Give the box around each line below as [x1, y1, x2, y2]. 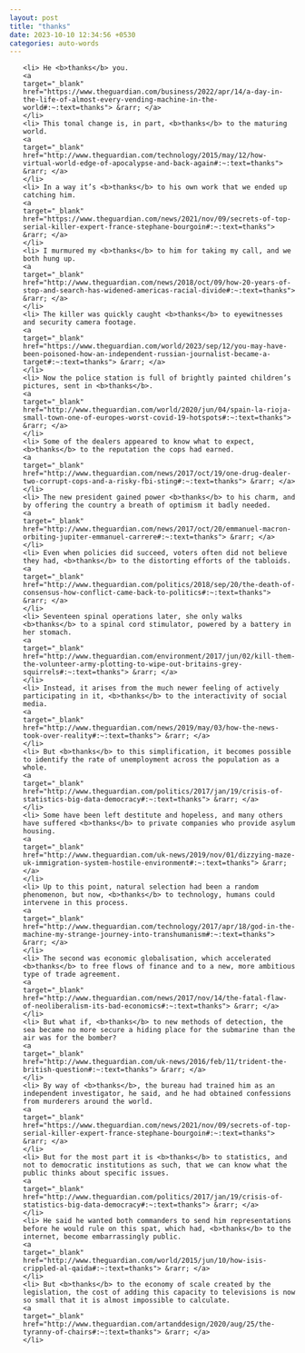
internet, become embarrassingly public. [22, 1232, 182, 1241]
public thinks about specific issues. [22, 1169, 170, 1178]
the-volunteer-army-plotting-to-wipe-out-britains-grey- [22, 660, 243, 669]
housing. [22, 827, 56, 836]
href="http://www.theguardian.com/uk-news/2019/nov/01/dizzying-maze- [22, 851, 296, 860]
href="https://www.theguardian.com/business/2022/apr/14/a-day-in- [22, 87, 283, 96]
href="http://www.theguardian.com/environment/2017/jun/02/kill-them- [22, 652, 296, 662]
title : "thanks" [9, 22, 71, 31]
